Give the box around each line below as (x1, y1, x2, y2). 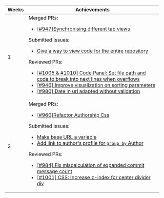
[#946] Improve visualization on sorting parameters (37, 82, 156, 88)
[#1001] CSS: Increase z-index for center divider (37, 174, 151, 180)
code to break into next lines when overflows (37, 76, 140, 82)
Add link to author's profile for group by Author (37, 140, 144, 146)
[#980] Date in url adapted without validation (37, 88, 141, 94)
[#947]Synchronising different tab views (37, 25, 130, 32)
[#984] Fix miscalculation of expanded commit (37, 162, 145, 168)
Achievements (75, 6, 110, 13)
